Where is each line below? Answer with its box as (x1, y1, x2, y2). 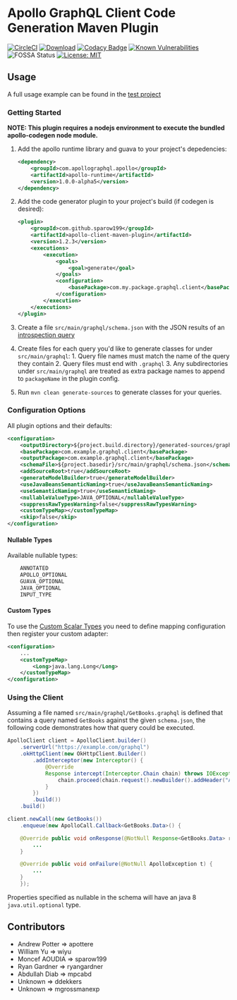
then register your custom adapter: (7, 629, 109, 638)
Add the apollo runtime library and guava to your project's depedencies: (17, 145, 227, 153)
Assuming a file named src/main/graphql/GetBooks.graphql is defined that (7, 709, 224, 717)
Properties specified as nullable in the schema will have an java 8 (7, 893, 197, 901)
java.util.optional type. (7, 901, 81, 909)
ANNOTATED (20, 565, 49, 572)
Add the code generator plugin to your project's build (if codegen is (17, 197, 214, 206)
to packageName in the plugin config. (17, 374, 120, 382)
